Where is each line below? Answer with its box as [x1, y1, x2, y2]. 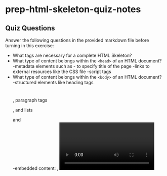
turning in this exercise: [5, 43, 54, 49]
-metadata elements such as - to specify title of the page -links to [12, 63, 150, 69]
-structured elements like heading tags [12, 80, 94, 85]
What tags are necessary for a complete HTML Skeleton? [12, 52, 132, 58]
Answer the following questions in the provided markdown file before [5, 37, 149, 43]
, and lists [12, 107, 33, 113]
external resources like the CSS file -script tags [12, 68, 111, 75]
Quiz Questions [5, 24, 55, 32]
